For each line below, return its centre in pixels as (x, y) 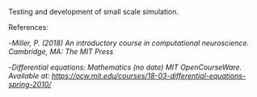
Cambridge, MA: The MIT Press (61, 51)
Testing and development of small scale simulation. (94, 12)
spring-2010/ (30, 84)
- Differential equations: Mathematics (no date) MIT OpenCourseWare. (125, 67)
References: (28, 27)
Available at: (29, 76)
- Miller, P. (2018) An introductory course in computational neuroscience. (129, 43)
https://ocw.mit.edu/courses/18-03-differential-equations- (149, 76)
